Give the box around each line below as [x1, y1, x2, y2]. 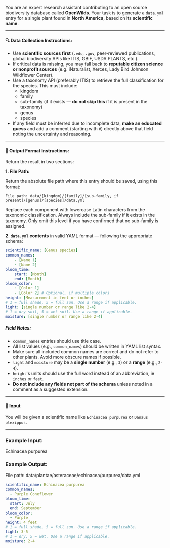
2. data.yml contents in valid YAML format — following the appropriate [5, 233, 153, 239]
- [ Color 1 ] [14, 286, 39, 291]
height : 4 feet [5, 520, 37, 525]
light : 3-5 [5, 529, 28, 534]
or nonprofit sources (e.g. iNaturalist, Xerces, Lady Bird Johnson [12, 66, 149, 72]
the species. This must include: [12, 83, 78, 89]
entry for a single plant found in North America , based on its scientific [5, 15, 153, 21]
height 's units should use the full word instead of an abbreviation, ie [12, 370, 155, 376]
